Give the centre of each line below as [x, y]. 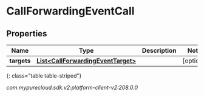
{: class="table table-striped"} [44, 76]
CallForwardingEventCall [70, 11]
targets [20, 61]
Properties [27, 34]
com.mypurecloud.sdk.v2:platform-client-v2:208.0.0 [72, 87]
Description [159, 51]
